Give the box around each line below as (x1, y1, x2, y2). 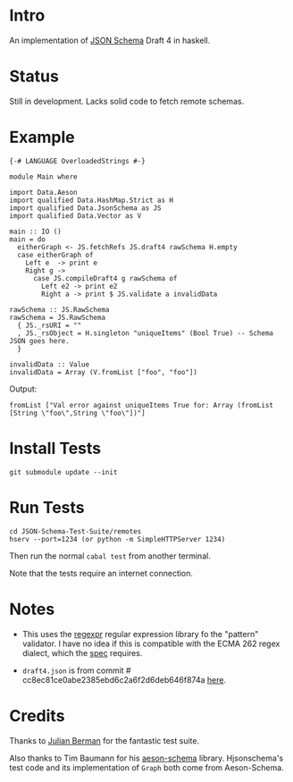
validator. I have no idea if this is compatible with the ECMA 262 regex (21, 638, 280, 649)
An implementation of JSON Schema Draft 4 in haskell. (9, 35, 211, 46)
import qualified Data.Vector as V (9, 211, 142, 220)
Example (9, 127, 75, 147)
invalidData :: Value (9, 359, 90, 369)
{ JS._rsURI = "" (17, 321, 82, 330)
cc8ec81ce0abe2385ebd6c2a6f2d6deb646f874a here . (21, 674, 226, 685)
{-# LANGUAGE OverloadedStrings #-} (9, 156, 146, 165)
